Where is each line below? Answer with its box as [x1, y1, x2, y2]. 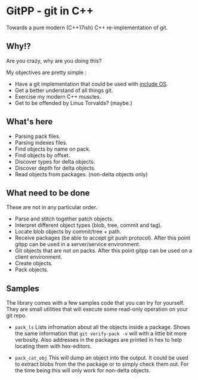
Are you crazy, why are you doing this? [6, 57, 102, 64]
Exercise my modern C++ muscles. [14, 93, 101, 100]
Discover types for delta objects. [14, 158, 95, 165]
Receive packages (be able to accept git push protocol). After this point [14, 234, 191, 241]
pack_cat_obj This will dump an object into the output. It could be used [14, 354, 189, 361]
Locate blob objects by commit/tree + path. [14, 228, 122, 235]
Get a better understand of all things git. [14, 87, 113, 94]
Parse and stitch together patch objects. [14, 215, 114, 222]
